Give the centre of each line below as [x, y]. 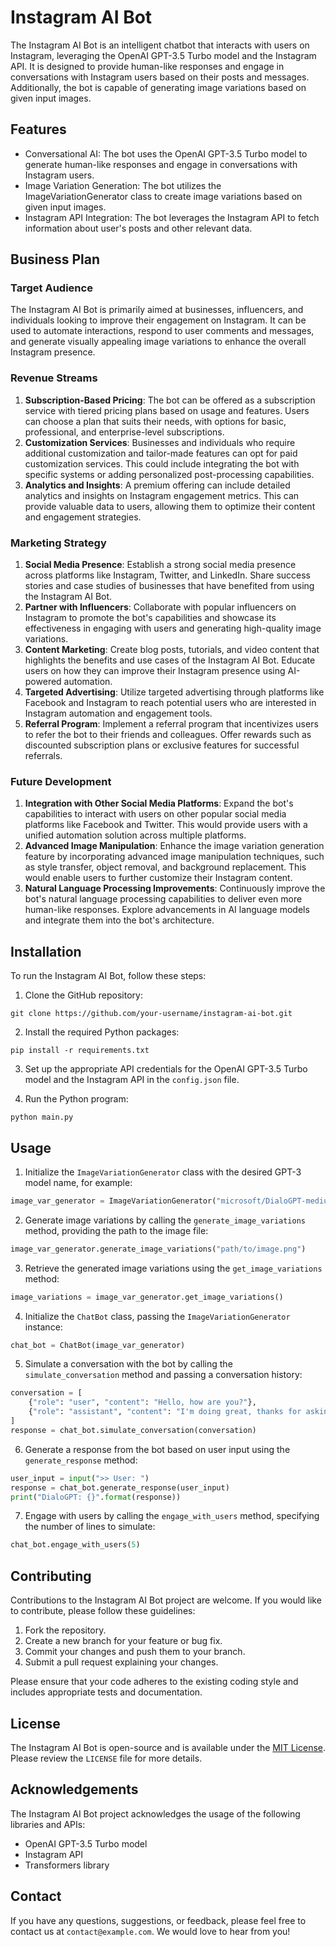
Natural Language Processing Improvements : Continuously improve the [175, 888]
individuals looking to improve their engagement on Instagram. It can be [158, 320]
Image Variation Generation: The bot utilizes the [123, 185]
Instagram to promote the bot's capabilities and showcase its [150, 618]
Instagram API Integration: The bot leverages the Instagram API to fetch [172, 217]
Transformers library [67, 1865]
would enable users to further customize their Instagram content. [158, 878]
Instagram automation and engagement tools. [118, 713]
